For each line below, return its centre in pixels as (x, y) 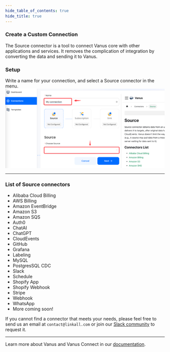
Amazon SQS (26, 217)
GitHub (20, 244)
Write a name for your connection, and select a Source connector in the (80, 81)
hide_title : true (24, 16)
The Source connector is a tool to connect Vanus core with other (73, 45)
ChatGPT (22, 233)
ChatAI (20, 228)
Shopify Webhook (31, 287)
